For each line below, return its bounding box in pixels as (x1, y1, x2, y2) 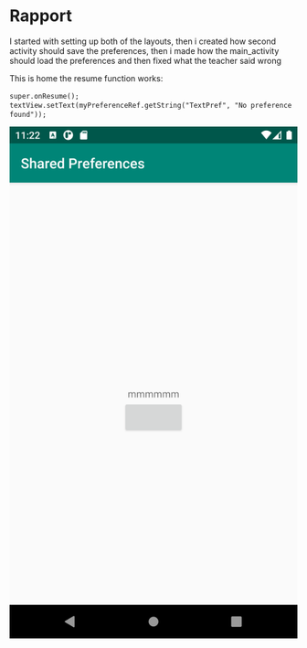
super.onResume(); (9, 91, 79, 101)
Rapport (9, 5, 73, 27)
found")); (9, 110, 48, 119)
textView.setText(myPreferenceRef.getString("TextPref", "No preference (9, 101, 292, 110)
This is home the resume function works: (9, 72, 164, 83)
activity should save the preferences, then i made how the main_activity (9, 45, 280, 56)
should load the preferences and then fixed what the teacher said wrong (9, 55, 281, 66)
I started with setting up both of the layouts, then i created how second (9, 36, 277, 47)
